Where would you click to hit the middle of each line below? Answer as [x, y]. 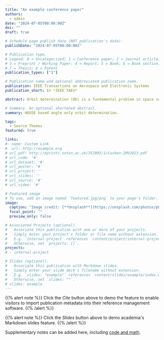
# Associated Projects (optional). [41, 225]
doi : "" [13, 28]
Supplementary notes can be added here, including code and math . [73, 332]
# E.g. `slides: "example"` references [48, 275]
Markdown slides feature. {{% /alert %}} [46, 323]
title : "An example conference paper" [44, 10]
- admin [17, 19]
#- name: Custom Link [27, 144]
